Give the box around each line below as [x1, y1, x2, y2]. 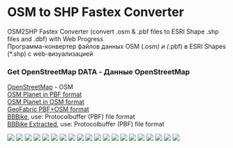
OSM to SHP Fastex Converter [7, 4, 185, 20]
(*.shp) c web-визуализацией [7, 50, 93, 58]
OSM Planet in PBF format [7, 90, 82, 98]
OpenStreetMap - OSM [7, 83, 73, 91]
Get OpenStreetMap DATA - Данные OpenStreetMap [7, 67, 190, 77]
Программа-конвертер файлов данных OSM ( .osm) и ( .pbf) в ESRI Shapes [7, 42, 227, 50]
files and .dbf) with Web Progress [7, 34, 103, 43]
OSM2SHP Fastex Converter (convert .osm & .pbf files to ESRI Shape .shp [7, 27, 219, 36]
